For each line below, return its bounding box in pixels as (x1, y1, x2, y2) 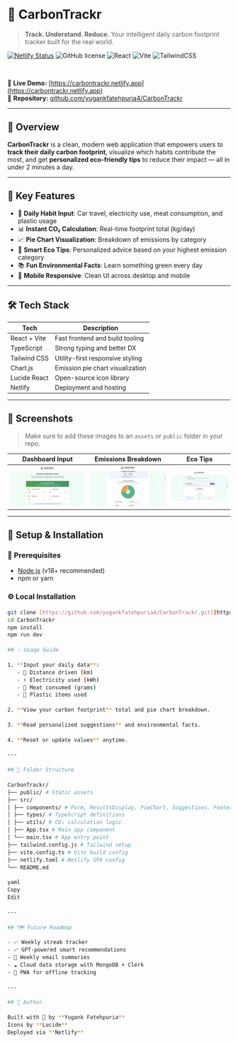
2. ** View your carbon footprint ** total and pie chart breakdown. (7, 707, 211, 714)
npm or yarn (17, 574, 54, 582)
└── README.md (7, 864, 50, 871)
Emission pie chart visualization (55, 363, 147, 372)
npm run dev (7, 631, 42, 638)
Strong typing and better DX (55, 344, 137, 353)
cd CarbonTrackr (7, 616, 55, 624)
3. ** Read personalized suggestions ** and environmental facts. (7, 721, 201, 728)
